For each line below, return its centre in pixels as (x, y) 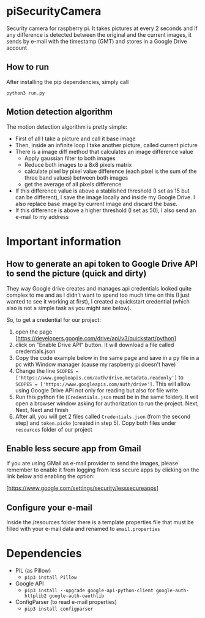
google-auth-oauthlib (77, 596)
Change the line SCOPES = (47, 371)
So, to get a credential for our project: (54, 319)
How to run (28, 67)
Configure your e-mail (50, 507)
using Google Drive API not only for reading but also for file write (97, 390)
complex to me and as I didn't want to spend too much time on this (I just (98, 295)
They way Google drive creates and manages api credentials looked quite (99, 288)
